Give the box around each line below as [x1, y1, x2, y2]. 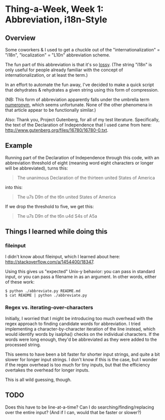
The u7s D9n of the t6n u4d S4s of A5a [17, 213, 97, 219]
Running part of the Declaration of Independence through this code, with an [5, 154, 160, 160]
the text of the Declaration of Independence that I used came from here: [5, 122, 152, 128]
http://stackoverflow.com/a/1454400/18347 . [5, 259, 95, 265]
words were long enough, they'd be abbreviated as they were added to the [5, 336, 157, 342]
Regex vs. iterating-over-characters [5, 304, 93, 311]
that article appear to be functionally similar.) [5, 107, 96, 113]
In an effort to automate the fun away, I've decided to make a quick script [5, 82, 154, 88]
